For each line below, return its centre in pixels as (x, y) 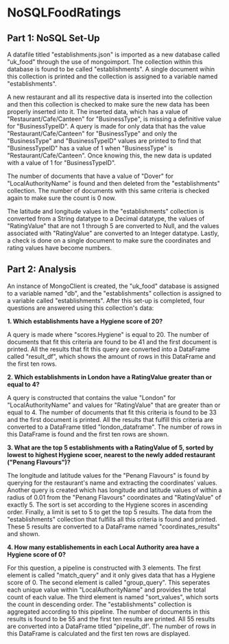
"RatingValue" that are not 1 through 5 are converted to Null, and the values (113, 226)
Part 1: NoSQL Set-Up (54, 38)
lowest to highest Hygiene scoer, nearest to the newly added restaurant (111, 454)
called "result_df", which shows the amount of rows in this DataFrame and (111, 356)
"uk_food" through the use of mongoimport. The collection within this (105, 62)
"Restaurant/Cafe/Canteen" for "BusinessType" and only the (92, 133)
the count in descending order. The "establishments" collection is (99, 604)
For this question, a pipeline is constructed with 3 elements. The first (104, 568)
